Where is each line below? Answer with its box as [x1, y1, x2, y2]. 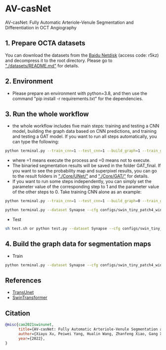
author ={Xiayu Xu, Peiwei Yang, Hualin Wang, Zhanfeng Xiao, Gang [18, 331, 158, 336]
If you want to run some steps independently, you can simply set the [12, 178, 152, 184]
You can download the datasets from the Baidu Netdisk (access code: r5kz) [5, 52, 159, 58]
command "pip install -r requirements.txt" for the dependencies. [12, 95, 143, 102]
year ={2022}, [18, 336, 45, 341]
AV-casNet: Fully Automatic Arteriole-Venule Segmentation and [5, 19, 134, 25]
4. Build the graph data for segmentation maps [5, 240, 152, 248]
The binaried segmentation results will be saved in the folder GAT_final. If [12, 163, 161, 169]
